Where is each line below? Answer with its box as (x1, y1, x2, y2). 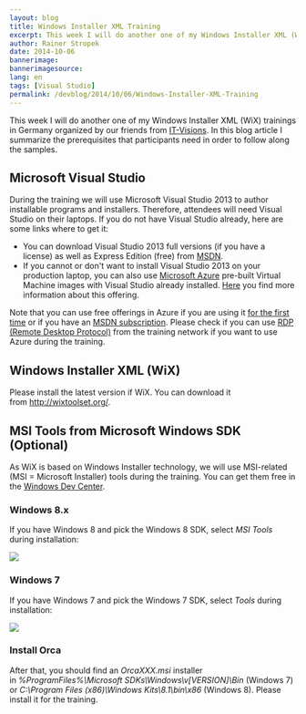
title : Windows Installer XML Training (9, 22, 161, 31)
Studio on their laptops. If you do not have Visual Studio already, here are (9, 213, 284, 224)
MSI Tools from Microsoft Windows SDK (9, 423, 241, 439)
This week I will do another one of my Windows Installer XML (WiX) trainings (9, 115, 297, 126)
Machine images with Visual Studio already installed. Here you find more (22, 280, 295, 291)
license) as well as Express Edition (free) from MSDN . (22, 251, 224, 262)
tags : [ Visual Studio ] (9, 81, 96, 90)
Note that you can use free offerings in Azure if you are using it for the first (9, 307, 290, 318)
